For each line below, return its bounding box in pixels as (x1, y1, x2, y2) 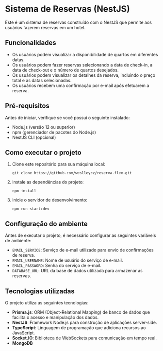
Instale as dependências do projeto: (12, 179, 84, 185)
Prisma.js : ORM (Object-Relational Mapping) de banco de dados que (12, 309, 150, 315)
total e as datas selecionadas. (12, 77, 72, 83)
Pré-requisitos (5, 102, 50, 110)
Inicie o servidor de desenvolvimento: (12, 197, 87, 203)
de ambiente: (5, 238, 32, 244)
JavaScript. (12, 330, 35, 335)
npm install (12, 188, 36, 194)
